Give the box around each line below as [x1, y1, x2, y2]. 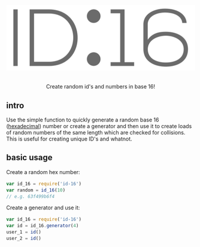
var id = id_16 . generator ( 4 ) [6, 223, 79, 229]
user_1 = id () [6, 229, 42, 235]
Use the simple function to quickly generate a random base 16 [6, 116, 159, 124]
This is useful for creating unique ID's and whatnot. [6, 135, 133, 142]
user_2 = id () [6, 236, 42, 242]
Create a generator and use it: [6, 204, 80, 211]
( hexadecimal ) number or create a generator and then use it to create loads [6, 123, 192, 130]
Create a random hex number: [6, 168, 80, 175]
